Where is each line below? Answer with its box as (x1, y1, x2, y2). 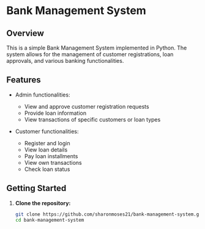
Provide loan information (24, 109, 87, 117)
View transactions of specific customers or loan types (24, 115, 161, 123)
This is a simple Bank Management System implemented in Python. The (6, 44, 187, 51)
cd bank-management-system (15, 217, 84, 223)
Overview (6, 28, 45, 38)
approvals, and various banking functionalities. (6, 57, 124, 64)
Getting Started (6, 183, 67, 194)
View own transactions (24, 159, 83, 166)
